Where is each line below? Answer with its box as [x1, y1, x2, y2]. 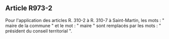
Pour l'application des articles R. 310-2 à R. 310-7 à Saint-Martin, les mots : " [5, 17, 164, 23]
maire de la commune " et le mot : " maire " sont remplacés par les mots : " [5, 22, 161, 28]
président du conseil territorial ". [5, 27, 72, 34]
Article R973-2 [5, 4, 53, 12]
